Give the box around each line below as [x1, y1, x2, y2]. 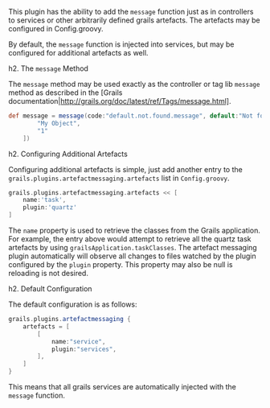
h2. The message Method [8, 64, 88, 73]
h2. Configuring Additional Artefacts [8, 149, 129, 159]
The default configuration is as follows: [8, 299, 138, 309]
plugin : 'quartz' [22, 204, 78, 212]
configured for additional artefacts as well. [8, 48, 149, 57]
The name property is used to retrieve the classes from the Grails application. [8, 225, 261, 235]
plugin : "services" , [51, 345, 117, 353]
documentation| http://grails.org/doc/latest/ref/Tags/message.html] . [8, 97, 231, 105]
